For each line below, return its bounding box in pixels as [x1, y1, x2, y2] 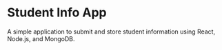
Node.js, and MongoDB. [7, 34, 75, 42]
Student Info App [7, 5, 107, 21]
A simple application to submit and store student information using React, [7, 27, 216, 36]
